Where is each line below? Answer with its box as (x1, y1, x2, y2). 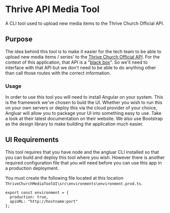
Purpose (5, 35, 33, 44)
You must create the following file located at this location (5, 175, 124, 181)
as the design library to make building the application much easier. (5, 121, 144, 127)
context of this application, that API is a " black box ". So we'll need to (5, 59, 148, 65)
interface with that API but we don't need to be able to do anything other (5, 64, 156, 70)
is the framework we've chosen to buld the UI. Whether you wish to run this (5, 100, 163, 106)
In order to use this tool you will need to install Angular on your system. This (5, 94, 163, 100)
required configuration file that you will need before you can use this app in (5, 159, 162, 165)
